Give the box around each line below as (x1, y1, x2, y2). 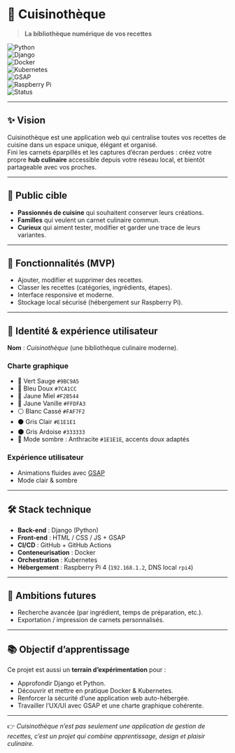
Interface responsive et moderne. (17, 290, 114, 300)
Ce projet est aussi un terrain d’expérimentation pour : (7, 666, 166, 674)
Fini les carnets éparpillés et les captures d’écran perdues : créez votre (7, 148, 212, 156)
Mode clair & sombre (17, 476, 78, 484)
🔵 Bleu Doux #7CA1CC (17, 384, 77, 393)
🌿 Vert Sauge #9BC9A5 (17, 377, 79, 386)
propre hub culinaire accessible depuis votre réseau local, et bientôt (7, 155, 205, 164)
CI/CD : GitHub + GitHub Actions (17, 540, 112, 549)
